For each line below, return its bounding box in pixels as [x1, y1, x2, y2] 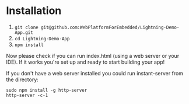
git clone [14, 25, 39, 30]
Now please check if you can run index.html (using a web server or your [6, 52, 180, 59]
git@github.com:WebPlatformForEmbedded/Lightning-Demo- [40, 25, 180, 30]
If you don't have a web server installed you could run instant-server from [6, 70, 184, 77]
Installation [6, 4, 62, 18]
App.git [14, 29, 33, 36]
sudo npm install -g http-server [6, 87, 87, 93]
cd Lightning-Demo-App [14, 36, 70, 41]
